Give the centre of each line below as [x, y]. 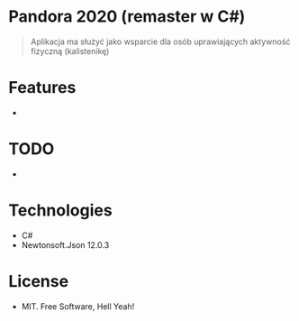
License [39, 281]
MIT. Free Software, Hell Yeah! [78, 306]
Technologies [61, 210]
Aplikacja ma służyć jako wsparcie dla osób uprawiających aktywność [160, 41]
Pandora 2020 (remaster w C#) [127, 17]
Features [42, 88]
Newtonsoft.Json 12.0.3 [65, 244]
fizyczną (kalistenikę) [70, 50]
